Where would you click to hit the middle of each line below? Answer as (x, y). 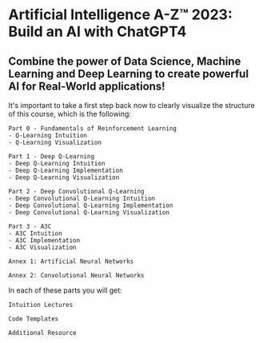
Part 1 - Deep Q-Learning (51, 157)
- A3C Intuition (35, 233)
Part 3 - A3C (30, 226)
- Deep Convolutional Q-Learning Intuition (82, 198)
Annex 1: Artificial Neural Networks (71, 261)
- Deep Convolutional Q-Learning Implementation (91, 205)
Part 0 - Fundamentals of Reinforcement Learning (93, 129)
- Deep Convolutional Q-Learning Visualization (89, 213)
